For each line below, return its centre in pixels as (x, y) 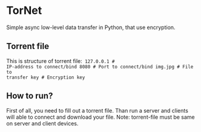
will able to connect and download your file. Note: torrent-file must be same (100, 117)
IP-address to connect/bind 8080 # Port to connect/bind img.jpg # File (100, 67)
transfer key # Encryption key (46, 77)
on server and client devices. (42, 123)
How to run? (30, 96)
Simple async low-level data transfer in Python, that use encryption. (91, 27)
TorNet (24, 11)
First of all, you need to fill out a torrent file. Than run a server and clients (97, 110)
